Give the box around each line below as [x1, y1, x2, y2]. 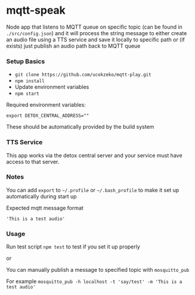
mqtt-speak [6, 4, 66, 17]
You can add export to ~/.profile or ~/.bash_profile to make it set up [6, 186, 179, 194]
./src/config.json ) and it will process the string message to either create [6, 29, 187, 36]
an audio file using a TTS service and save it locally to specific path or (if [6, 36, 185, 43]
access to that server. [6, 158, 60, 165]
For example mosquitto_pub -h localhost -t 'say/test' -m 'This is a [6, 278, 182, 285]
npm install [14, 78, 45, 84]
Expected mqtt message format [6, 204, 83, 212]
